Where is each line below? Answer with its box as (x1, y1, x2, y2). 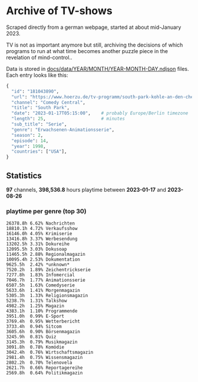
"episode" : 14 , (11, 137, 49, 144)
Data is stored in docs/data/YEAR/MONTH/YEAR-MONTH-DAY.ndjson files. (6, 65, 189, 72)
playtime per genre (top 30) (6, 207, 87, 215)
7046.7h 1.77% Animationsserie (6, 277, 85, 284)
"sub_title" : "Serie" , (11, 121, 67, 127)
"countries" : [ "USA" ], (11, 149, 67, 154)
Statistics (6, 170, 42, 180)
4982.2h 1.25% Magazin (6, 303, 65, 309)
